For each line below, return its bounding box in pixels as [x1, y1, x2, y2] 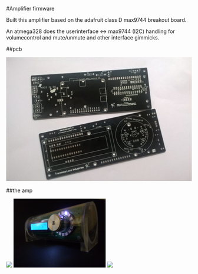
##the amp [6, 187, 33, 194]
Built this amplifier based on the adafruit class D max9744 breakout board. [6, 16, 187, 23]
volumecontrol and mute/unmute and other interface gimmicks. [6, 34, 160, 41]
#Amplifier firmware [6, 5, 55, 12]
